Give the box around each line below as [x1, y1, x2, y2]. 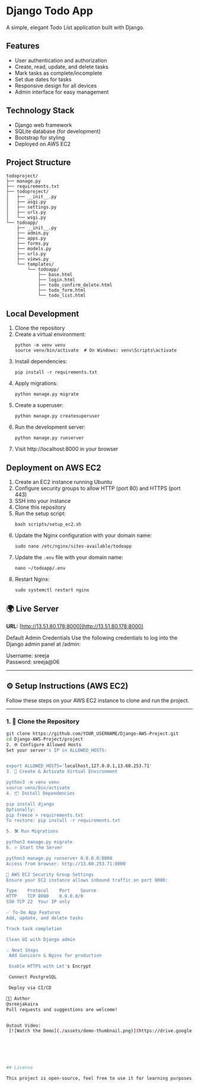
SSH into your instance [14, 497, 71, 504]
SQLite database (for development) [14, 128, 101, 135]
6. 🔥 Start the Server [6, 845, 63, 851]
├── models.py [17, 246, 52, 252]
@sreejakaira [6, 1001, 38, 1007]
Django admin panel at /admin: [6, 640, 81, 648]
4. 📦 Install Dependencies [6, 790, 75, 796]
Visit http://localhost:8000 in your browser [14, 445, 118, 452]
